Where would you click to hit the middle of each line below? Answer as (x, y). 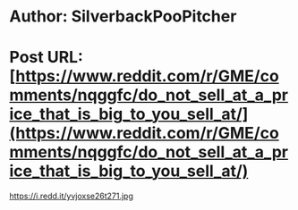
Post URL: (46, 58)
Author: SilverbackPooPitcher (123, 17)
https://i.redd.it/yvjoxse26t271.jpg (72, 196)
